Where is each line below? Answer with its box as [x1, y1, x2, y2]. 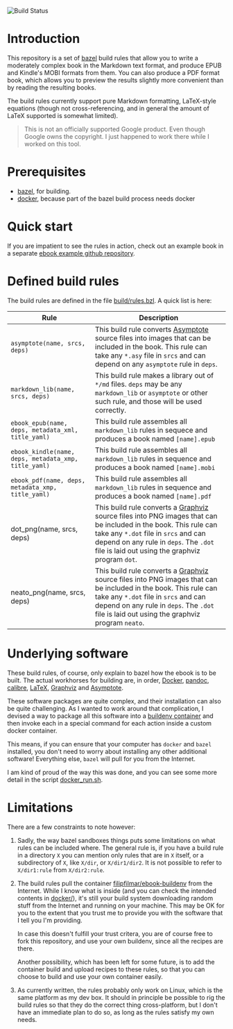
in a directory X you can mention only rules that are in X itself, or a [17, 851, 205, 859]
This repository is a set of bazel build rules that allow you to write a [7, 53, 199, 62]
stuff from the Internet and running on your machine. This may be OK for [17, 901, 225, 910]
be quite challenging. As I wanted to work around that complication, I [7, 704, 204, 712]
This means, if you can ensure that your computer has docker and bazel [7, 739, 212, 748]
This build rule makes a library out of [94, 370, 214, 380]
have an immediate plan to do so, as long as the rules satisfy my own [17, 1007, 215, 1017]
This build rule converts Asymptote [94, 324, 209, 334]
